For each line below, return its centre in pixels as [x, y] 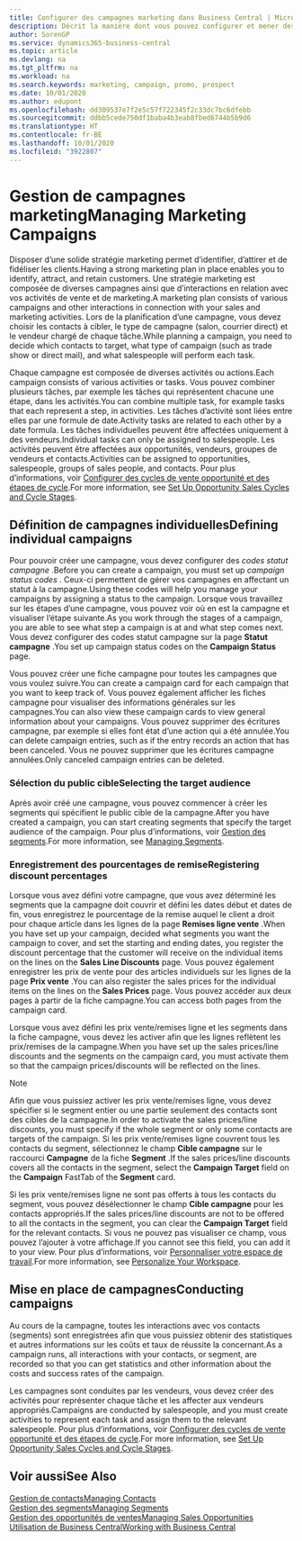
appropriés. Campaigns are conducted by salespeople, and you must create [149, 1410]
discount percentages [58, 876]
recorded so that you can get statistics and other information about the [140, 1364]
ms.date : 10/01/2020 [48, 93]
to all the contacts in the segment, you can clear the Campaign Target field [149, 1223]
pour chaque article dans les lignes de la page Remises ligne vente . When [147, 924]
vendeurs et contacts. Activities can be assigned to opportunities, [130, 458]
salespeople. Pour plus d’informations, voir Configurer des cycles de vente [147, 1428]
